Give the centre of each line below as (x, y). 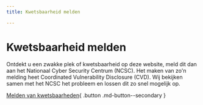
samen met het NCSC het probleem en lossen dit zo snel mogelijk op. (94, 83)
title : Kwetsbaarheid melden (43, 12)
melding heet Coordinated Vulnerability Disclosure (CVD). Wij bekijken (94, 77)
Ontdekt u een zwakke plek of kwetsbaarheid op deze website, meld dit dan (101, 64)
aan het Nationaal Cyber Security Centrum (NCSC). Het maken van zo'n (97, 70)
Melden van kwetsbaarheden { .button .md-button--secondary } (86, 95)
